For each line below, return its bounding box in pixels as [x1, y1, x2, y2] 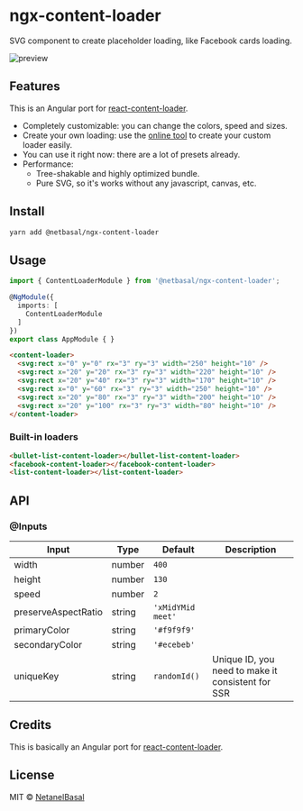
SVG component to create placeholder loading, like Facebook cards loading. [9, 35, 293, 46]
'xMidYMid [152, 602, 196, 613]
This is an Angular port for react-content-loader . [9, 103, 188, 114]
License [9, 768, 55, 783]
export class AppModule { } [9, 334, 115, 343]
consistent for [211, 675, 271, 688]
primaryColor [14, 624, 70, 636]
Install [9, 204, 45, 219]
